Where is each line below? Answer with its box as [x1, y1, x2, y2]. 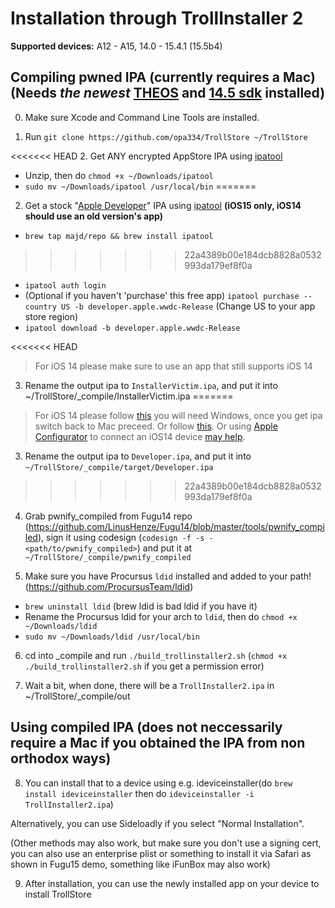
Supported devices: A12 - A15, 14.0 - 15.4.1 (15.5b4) [10, 40, 223, 52]
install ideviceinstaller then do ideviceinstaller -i [24, 787, 255, 799]
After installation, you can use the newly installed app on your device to [24, 877, 320, 889]
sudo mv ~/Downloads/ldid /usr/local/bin [24, 632, 200, 642]
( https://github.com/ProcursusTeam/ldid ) [24, 580, 194, 592]
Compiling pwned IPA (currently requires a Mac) [10, 69, 316, 86]
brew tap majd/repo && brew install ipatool [24, 231, 214, 241]
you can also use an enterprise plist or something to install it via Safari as [10, 847, 312, 859]
